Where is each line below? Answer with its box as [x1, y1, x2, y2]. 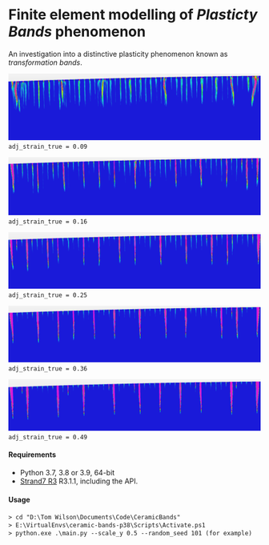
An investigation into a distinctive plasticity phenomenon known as [8, 49, 228, 58]
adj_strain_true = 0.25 [8, 291, 88, 299]
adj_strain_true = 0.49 [8, 433, 88, 441]
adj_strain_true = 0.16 [8, 218, 88, 226]
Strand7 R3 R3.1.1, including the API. [19, 476, 139, 486]
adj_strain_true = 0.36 [8, 364, 88, 373]
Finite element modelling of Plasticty [8, 6, 258, 24]
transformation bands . [8, 58, 82, 67]
